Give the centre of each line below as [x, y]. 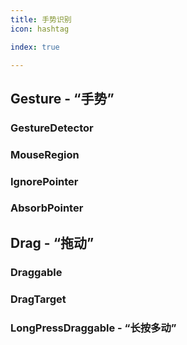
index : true [35, 47]
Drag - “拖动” [52, 242]
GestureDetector [52, 128]
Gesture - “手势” [62, 98]
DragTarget [38, 299]
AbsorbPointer [47, 208]
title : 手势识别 [41, 19]
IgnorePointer [44, 181]
